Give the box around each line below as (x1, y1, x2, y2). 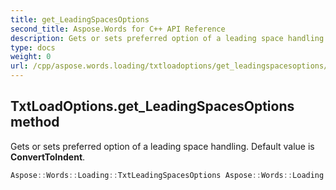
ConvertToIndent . (10, 151, 86, 163)
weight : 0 (10, 52, 52, 62)
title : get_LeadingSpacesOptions (10, 14, 150, 25)
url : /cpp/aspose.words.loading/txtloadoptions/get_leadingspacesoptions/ (10, 61, 329, 71)
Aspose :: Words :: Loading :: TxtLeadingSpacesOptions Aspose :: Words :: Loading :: (10, 170, 333, 180)
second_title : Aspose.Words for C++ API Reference (10, 24, 226, 34)
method (10, 114, 60, 131)
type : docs (10, 42, 56, 53)
